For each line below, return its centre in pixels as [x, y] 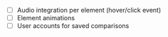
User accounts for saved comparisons [73, 26]
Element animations [46, 18]
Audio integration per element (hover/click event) [89, 10]
